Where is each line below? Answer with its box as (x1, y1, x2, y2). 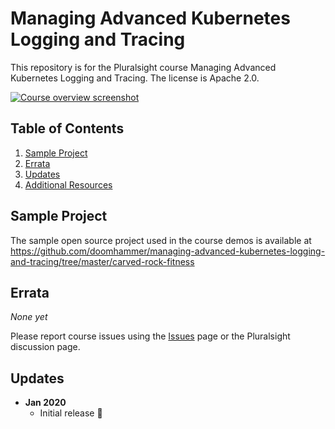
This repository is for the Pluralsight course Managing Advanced (10, 61, 277, 73)
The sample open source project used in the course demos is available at (10, 234, 312, 246)
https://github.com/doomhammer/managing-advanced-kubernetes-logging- (10, 245, 326, 257)
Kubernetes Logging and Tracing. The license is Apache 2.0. (10, 72, 260, 84)
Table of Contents (10, 120, 125, 137)
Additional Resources (24, 178, 113, 191)
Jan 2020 (24, 397, 67, 409)
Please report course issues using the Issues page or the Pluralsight (10, 330, 291, 342)
